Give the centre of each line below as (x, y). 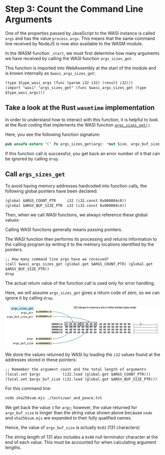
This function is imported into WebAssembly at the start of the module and (81, 68)
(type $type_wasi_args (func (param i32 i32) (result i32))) (69, 83)
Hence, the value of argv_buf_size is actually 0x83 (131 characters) (73, 427)
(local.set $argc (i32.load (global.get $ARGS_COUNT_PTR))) (78, 374)
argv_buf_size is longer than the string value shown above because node (79, 413)
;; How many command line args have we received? (57, 260)
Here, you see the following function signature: (53, 134)
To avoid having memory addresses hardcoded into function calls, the (76, 186)
